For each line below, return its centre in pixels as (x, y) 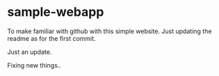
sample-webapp (56, 12)
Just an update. (30, 52)
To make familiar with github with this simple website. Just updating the (109, 31)
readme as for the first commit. (51, 38)
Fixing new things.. (34, 65)
